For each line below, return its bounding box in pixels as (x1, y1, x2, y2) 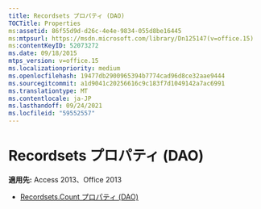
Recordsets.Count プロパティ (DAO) (19, 191, 139, 202)
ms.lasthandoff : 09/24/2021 (8, 102, 103, 110)
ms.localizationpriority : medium (8, 65, 121, 73)
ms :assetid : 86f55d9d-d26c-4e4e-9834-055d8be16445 (8, 27, 182, 35)
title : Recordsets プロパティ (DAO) (8, 11, 125, 20)
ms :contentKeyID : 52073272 (8, 42, 99, 50)
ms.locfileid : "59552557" (8, 110, 95, 118)
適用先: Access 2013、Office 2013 (8, 174, 122, 184)
